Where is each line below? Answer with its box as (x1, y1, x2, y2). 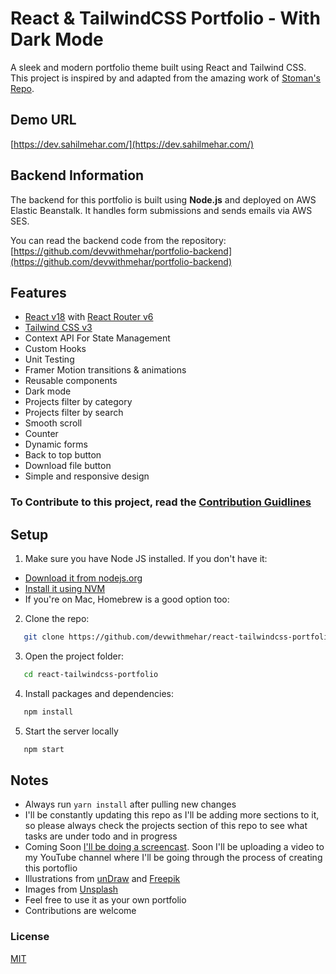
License (10, 930, 50, 944)
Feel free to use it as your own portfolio (24, 894, 187, 906)
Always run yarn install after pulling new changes (24, 798, 237, 811)
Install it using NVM (24, 583, 106, 595)
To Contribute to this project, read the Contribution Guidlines (10, 495, 312, 509)
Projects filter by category (24, 396, 133, 408)
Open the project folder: (24, 650, 125, 662)
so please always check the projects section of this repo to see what (24, 820, 308, 832)
